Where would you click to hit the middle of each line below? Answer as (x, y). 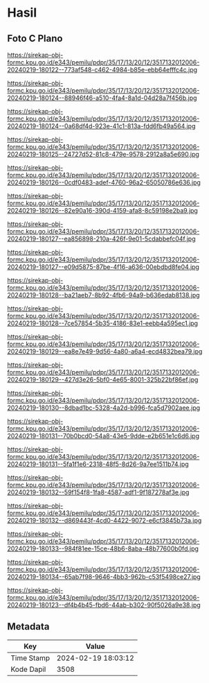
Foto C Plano (35, 38)
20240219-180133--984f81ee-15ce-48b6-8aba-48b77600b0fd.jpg (103, 548)
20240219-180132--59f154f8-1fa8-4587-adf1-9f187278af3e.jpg (98, 492)
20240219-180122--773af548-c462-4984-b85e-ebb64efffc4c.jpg (102, 70)
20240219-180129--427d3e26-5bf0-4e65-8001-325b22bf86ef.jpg (103, 380)
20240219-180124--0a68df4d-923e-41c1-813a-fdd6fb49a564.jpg (101, 126)
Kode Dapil (28, 669)
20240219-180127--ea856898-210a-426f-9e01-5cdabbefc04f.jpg (101, 239)
